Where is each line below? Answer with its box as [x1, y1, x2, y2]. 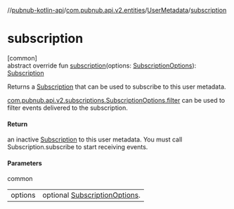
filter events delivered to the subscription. [7, 103, 129, 112]
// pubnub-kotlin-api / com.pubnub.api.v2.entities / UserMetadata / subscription [7, 6, 227, 14]
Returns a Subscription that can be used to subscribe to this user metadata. [7, 82, 226, 91]
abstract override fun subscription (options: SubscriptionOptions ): [7, 61, 197, 70]
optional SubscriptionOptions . [42, 190, 141, 200]
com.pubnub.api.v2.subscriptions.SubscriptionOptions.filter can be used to [7, 96, 226, 104]
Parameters [7, 158, 42, 167]
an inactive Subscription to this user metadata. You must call [7, 135, 183, 144]
